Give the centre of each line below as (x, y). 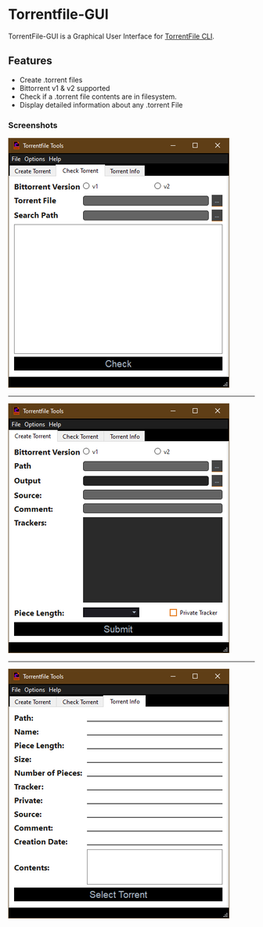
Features (30, 61)
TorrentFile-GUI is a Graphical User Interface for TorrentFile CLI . (112, 36)
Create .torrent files (51, 79)
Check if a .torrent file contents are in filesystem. (98, 97)
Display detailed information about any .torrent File (101, 104)
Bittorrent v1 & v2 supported (65, 88)
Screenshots (33, 125)
